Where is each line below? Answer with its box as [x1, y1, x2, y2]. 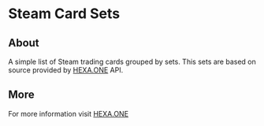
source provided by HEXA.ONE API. [8, 65, 124, 75]
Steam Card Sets [8, 5, 121, 23]
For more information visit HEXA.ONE [8, 109, 128, 118]
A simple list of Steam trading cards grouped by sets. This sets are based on [8, 57, 256, 66]
